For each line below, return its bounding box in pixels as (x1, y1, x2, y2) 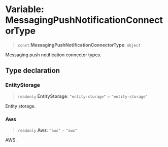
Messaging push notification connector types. (5, 52, 102, 58)
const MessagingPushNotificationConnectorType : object (17, 42, 141, 48)
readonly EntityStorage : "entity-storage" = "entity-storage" (17, 93, 148, 99)
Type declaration (5, 66, 60, 75)
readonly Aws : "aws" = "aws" (17, 127, 78, 133)
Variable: (5, 4, 45, 15)
